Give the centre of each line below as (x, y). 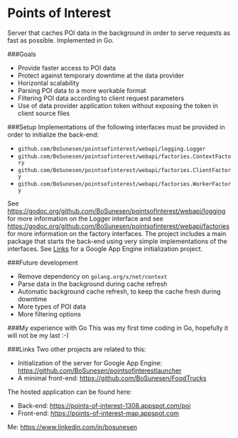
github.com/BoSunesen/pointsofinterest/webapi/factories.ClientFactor (124, 170)
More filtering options (49, 314)
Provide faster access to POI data (66, 68)
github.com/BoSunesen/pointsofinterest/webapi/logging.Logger (112, 149)
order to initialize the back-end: (53, 134)
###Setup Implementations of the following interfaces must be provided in (116, 127)
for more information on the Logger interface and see (85, 218)
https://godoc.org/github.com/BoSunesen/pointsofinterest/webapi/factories (118, 226)
